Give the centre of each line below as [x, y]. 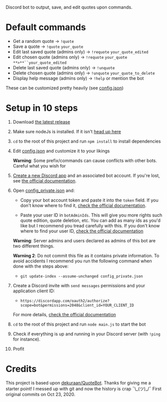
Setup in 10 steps [42, 108]
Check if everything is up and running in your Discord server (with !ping [86, 334]
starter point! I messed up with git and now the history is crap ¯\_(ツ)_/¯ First [84, 389]
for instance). [27, 339]
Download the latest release [42, 122]
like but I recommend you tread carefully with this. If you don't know [90, 225]
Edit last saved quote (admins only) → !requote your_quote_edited [81, 51]
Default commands [46, 27]
